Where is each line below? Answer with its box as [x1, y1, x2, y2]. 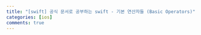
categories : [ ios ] [6, 14, 53, 20]
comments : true [6, 20, 45, 26]
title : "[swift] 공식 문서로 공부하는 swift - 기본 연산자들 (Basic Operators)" [6, 8, 196, 15]
